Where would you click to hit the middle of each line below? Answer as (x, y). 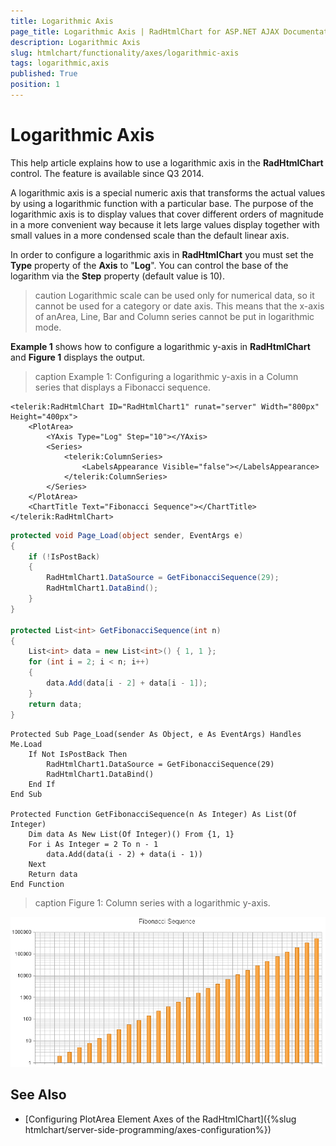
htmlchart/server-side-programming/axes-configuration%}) (148, 1129)
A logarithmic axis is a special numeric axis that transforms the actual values (168, 192)
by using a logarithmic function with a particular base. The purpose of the (162, 203)
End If (42, 784)
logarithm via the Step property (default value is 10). (117, 276)
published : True (44, 74)
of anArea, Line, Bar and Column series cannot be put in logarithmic (174, 316)
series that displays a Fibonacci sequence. (122, 387)
